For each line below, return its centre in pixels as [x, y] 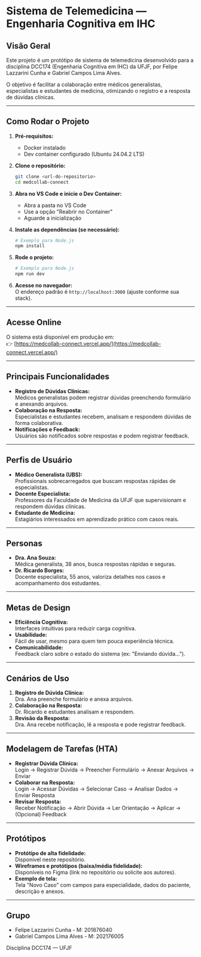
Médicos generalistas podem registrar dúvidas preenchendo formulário [103, 397]
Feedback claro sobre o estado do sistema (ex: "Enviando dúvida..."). [100, 654]
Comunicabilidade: [39, 648]
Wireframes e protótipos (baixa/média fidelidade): [79, 865]
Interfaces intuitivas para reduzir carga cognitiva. [75, 628]
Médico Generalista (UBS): [48, 475]
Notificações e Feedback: [48, 429]
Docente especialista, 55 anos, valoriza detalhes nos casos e [90, 577]
